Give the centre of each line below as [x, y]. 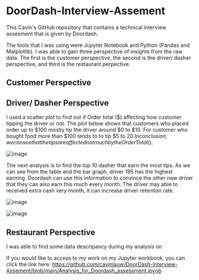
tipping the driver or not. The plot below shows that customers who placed [97, 123]
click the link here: [29, 264]
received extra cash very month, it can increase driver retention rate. [90, 190]
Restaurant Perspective [51, 232]
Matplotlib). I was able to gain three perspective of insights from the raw [94, 51]
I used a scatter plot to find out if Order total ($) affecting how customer [94, 117]
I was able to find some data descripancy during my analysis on [84, 246]
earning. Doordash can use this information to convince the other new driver [100, 178]
